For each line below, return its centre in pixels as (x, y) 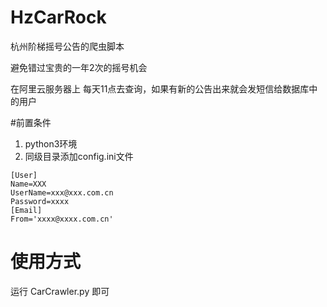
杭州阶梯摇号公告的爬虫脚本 (67, 46)
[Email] (26, 210)
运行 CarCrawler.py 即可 (60, 291)
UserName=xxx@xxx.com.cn (62, 192)
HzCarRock (58, 17)
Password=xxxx (40, 201)
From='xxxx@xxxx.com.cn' (62, 219)
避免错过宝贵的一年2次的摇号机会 (79, 67)
